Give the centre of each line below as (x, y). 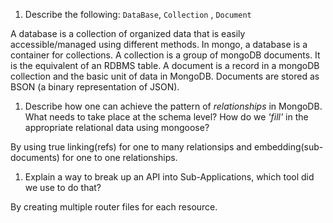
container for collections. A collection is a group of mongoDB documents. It (165, 55)
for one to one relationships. (119, 157)
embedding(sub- (288, 147)
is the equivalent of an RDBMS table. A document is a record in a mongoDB (165, 65)
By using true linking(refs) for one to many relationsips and (131, 147)
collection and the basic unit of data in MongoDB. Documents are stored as (165, 76)
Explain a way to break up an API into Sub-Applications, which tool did (169, 177)
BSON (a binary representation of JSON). (95, 87)
